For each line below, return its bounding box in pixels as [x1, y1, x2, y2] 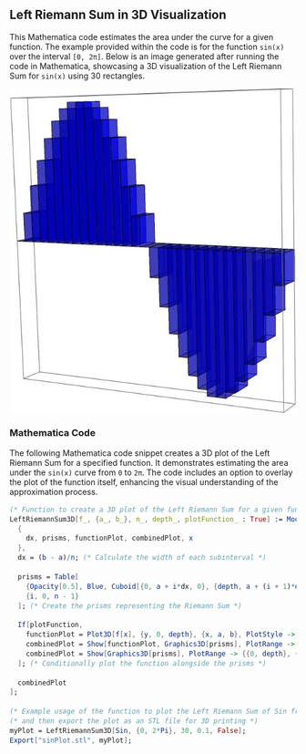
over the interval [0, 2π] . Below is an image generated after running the [9, 50, 280, 62]
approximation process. [9, 486, 98, 497]
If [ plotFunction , [17, 620, 84, 630]
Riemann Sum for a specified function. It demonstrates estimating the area [9, 457, 289, 468]
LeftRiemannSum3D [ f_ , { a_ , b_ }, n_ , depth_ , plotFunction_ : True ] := [9, 514, 283, 523]
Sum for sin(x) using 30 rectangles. [9, 70, 146, 81]
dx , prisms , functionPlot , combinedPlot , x [25, 533, 194, 543]
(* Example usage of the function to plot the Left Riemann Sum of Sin [9, 707, 287, 717]
